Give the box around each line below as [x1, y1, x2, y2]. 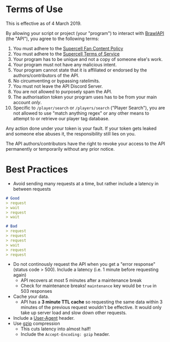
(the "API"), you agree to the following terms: [6, 36, 99, 42]
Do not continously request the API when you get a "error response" [13, 261, 156, 267]
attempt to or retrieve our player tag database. [13, 115, 110, 121]
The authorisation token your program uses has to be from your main [13, 94, 157, 100]
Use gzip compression [13, 321, 60, 327]
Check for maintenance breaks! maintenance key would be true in [20, 283, 157, 289]
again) [13, 272, 27, 278]
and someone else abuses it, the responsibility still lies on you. [6, 130, 136, 136]
